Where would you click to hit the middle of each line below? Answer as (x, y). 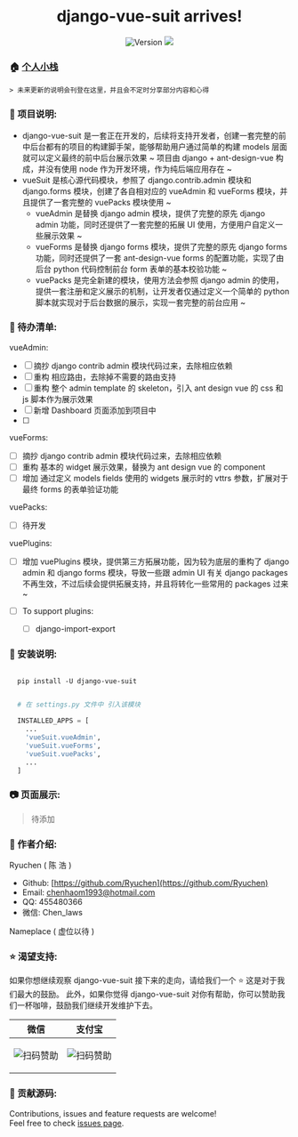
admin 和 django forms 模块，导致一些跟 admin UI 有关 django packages (155, 573)
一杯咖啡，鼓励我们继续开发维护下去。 (87, 1005)
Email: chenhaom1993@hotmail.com (89, 892)
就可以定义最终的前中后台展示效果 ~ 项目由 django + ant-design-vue (148, 157)
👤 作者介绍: (33, 844)
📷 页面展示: (35, 795)
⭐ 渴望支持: (33, 956)
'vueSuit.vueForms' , (63, 746)
